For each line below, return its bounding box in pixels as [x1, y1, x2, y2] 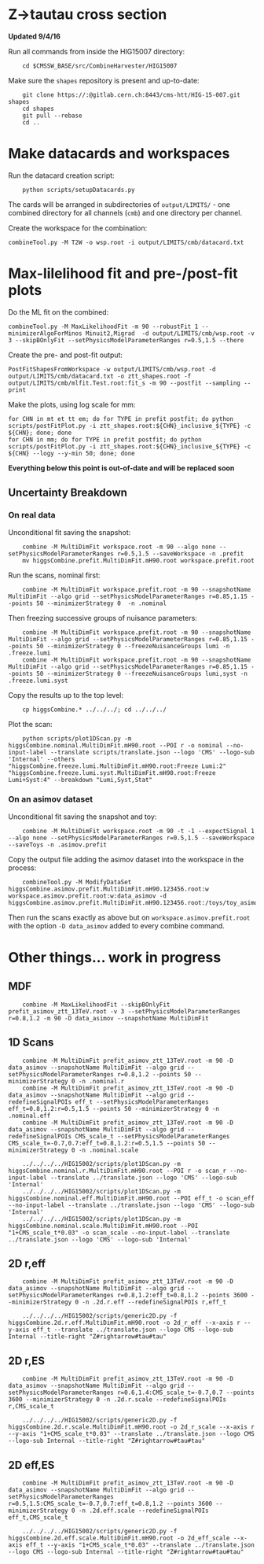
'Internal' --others [8, 755, 76, 763]
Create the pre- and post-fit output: [8, 350, 123, 360]
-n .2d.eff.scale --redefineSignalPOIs [78, 1507, 210, 1515]
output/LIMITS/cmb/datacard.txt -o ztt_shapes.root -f [8, 372, 192, 380]
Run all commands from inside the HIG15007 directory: [8, 46, 185, 56]
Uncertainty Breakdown [8, 486, 128, 500]
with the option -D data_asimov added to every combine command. [8, 920, 225, 930]
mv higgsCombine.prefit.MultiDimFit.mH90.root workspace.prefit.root [22, 556, 255, 564]
